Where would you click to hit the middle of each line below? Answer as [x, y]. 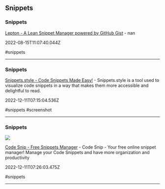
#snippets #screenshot [28, 110]
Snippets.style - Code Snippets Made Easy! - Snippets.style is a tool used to [82, 80]
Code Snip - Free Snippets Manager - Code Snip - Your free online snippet [81, 147]
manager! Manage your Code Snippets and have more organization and [77, 152]
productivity [17, 158]
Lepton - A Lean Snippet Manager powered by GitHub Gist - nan [70, 33]
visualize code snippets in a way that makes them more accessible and [77, 85]
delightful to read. [23, 90]
